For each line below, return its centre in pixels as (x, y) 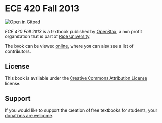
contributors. (18, 51)
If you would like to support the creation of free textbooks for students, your (81, 110)
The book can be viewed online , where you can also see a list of (69, 46)
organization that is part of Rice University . (48, 36)
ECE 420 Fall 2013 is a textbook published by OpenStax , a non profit (73, 31)
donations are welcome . (29, 115)
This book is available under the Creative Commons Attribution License (76, 78)
